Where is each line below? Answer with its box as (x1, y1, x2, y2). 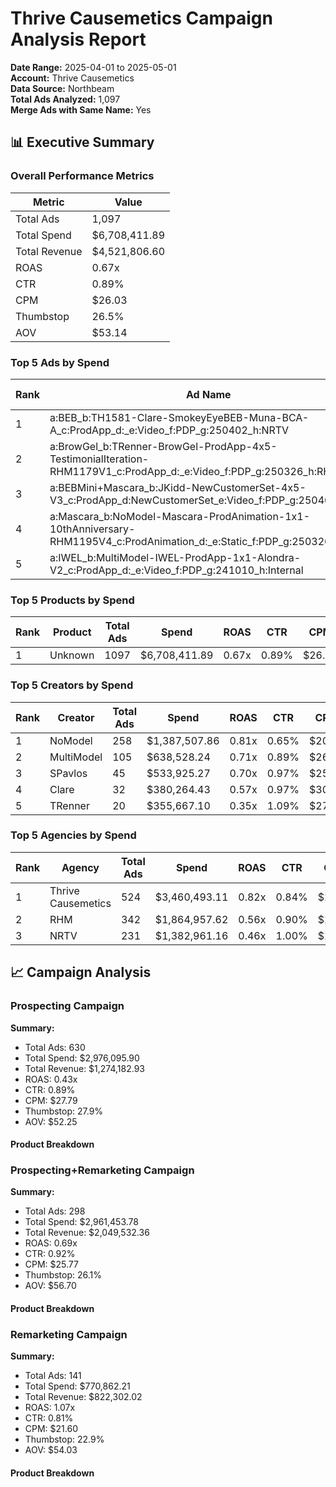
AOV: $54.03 (24, 1444, 78, 1456)
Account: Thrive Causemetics (10, 72, 135, 84)
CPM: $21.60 (24, 1423, 78, 1435)
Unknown (49, 648, 95, 662)
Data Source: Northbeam (10, 82, 115, 94)
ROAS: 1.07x (24, 1402, 76, 1414)
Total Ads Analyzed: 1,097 (10, 93, 121, 105)
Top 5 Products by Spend (10, 593, 135, 607)
